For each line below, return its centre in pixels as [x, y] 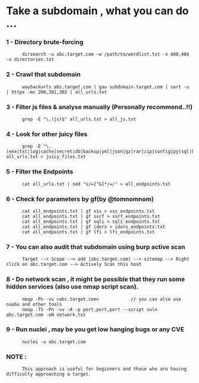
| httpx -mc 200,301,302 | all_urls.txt [57, 92]
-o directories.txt [30, 60]
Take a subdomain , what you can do [97, 11]
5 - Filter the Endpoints [40, 172]
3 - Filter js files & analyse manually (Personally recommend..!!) [99, 107]
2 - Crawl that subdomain [44, 74]
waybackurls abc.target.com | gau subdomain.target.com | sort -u [105, 87]
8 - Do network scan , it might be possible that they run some [96, 279]
